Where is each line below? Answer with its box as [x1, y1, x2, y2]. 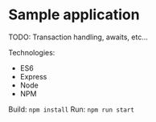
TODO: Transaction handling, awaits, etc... [8, 32, 149, 42]
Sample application [8, 6, 140, 24]
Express [19, 71, 47, 81]
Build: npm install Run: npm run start [8, 104, 135, 114]
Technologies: [8, 47, 55, 57]
